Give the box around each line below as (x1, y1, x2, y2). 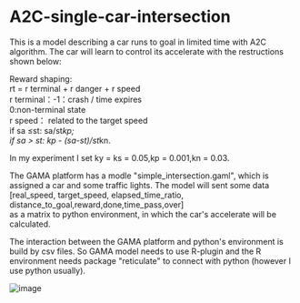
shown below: (9, 56, 62, 66)
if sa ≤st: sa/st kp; (9, 125, 75, 136)
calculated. (9, 218, 52, 229)
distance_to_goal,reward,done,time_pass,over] (9, 198, 185, 210)
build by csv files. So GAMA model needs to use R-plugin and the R (9, 246, 262, 257)
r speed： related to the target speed (9, 115, 148, 126)
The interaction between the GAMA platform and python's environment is (9, 236, 284, 247)
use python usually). (9, 265, 86, 276)
